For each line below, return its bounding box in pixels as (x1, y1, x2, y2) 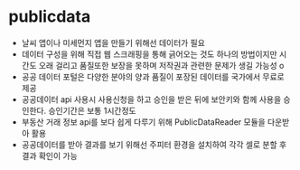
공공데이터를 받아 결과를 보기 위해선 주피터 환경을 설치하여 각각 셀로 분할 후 (21, 138, 287, 150)
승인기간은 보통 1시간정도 (48, 105, 136, 116)
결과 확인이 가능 (21, 150, 78, 161)
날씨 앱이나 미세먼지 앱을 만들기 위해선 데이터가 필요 (21, 37, 205, 48)
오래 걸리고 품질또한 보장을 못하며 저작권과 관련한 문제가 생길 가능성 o (38, 60, 285, 71)
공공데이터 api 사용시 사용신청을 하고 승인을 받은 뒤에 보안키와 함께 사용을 (21, 93, 282, 105)
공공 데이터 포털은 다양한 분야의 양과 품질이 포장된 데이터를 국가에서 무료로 (21, 71, 286, 82)
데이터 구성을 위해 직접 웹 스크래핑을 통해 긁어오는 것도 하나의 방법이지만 (21, 48, 277, 60)
